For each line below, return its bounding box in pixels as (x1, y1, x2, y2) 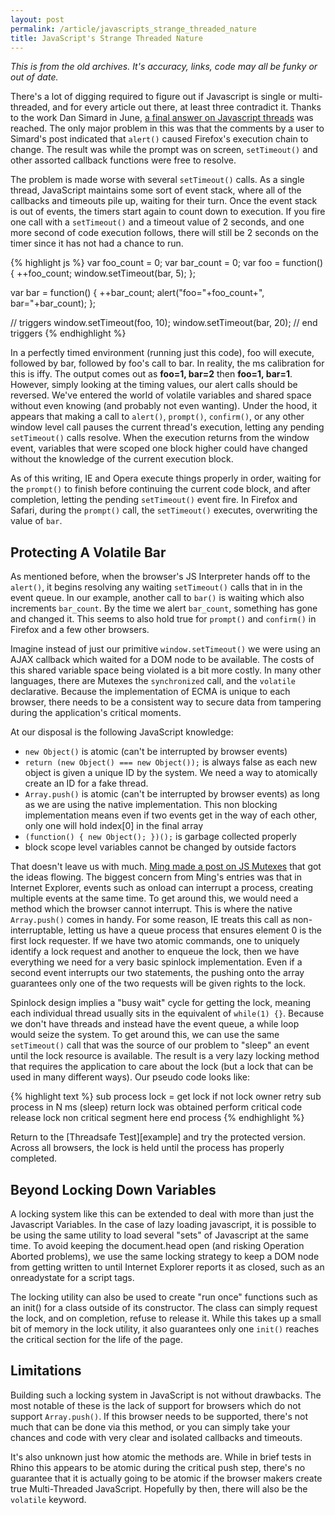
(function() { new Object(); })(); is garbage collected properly (24, 831, 297, 843)
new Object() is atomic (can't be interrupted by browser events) (24, 746, 288, 758)
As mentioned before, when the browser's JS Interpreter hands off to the (10, 571, 311, 583)
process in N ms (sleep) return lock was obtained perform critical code (10, 1101, 303, 1113)
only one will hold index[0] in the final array (24, 820, 204, 832)
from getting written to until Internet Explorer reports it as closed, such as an (10, 1261, 325, 1273)
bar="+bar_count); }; (10, 297, 97, 310)
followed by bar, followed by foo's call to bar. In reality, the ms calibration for (10, 357, 325, 370)
